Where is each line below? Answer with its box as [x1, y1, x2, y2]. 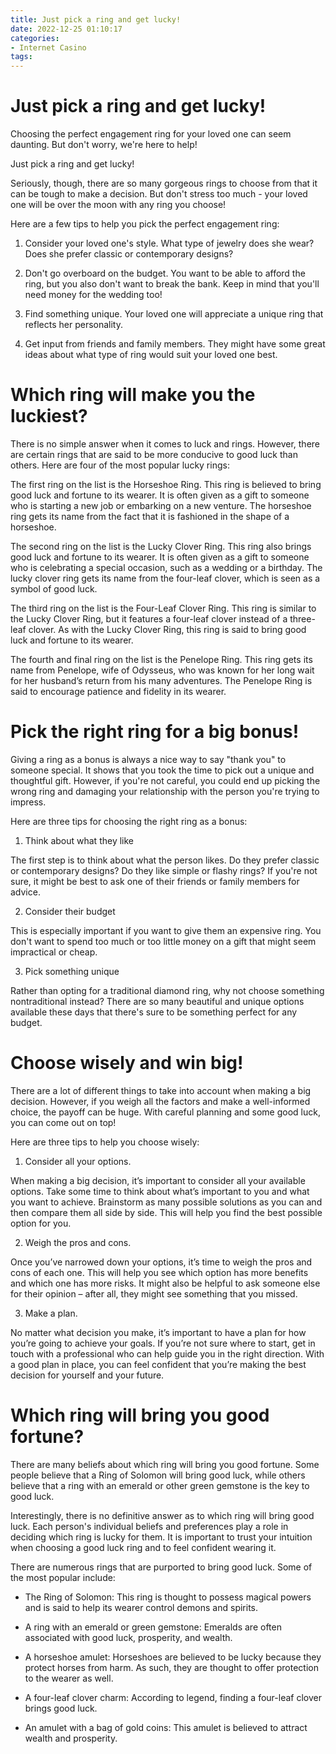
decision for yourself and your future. [10, 1369, 165, 1381]
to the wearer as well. [24, 1672, 114, 1684]
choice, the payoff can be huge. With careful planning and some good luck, [10, 1106, 321, 1118]
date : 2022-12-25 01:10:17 [10, 24, 123, 34]
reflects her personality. [24, 319, 123, 331]
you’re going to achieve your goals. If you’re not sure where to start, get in [10, 1337, 316, 1349]
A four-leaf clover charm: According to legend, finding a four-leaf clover [24, 1691, 322, 1703]
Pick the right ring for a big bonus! [10, 721, 300, 743]
